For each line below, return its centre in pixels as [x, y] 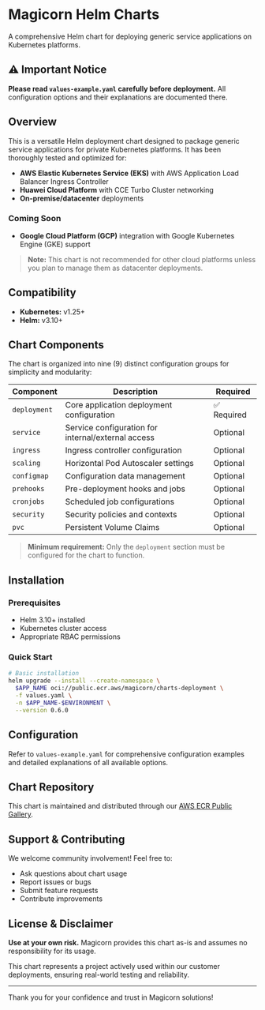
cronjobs [28, 502]
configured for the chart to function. [86, 555]
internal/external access [110, 437]
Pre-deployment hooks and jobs [125, 489]
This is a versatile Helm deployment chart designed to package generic [124, 141]
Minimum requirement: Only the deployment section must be [126, 547]
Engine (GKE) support [55, 244]
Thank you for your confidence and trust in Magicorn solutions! [111, 997]
